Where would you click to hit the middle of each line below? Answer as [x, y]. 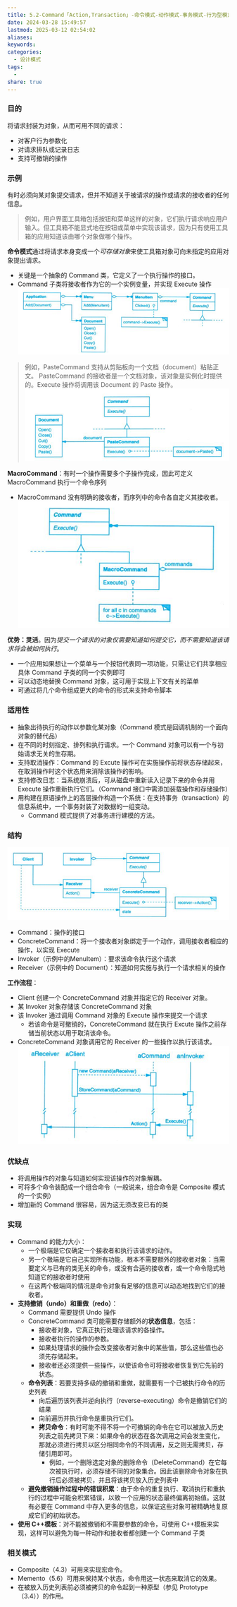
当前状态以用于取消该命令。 [74, 1033]
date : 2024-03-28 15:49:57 [47, 22]
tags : [15, 67]
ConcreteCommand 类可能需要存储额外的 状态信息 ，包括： [113, 1321]
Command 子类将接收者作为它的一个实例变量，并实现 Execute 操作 [115, 284]
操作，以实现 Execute [49, 950]
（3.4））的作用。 [43, 1596]
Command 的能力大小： [52, 1241]
